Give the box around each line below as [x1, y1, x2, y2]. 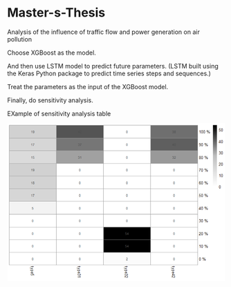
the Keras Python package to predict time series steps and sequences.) [7, 69, 211, 77]
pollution [7, 35, 33, 43]
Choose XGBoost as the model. [7, 48, 97, 57]
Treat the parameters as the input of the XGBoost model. [7, 82, 169, 91]
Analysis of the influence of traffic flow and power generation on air [7, 28, 201, 36]
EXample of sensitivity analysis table [7, 109, 111, 118]
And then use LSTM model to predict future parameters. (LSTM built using [7, 62, 219, 70]
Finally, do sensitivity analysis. [7, 95, 93, 104]
